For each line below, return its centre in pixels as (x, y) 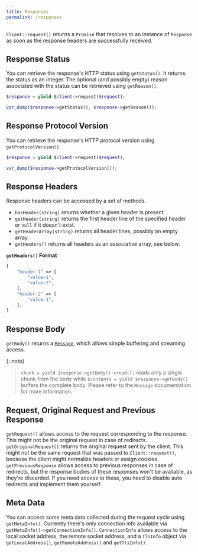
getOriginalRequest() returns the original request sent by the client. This (95, 446)
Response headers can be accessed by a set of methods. (76, 201)
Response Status (38, 59)
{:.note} (15, 361)
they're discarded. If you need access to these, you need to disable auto (94, 478)
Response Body (36, 329)
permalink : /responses (34, 17)
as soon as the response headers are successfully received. (79, 40)
